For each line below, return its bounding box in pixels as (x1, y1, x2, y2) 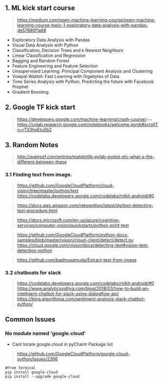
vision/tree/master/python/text (17, 187, 79, 193)
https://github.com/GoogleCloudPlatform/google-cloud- (17, 351, 130, 357)
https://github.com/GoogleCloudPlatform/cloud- (17, 182, 114, 188)
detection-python (17, 247, 53, 253)
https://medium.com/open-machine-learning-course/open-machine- (17, 17, 156, 23)
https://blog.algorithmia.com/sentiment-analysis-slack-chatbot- (17, 296, 145, 302)
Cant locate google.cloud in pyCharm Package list (12, 341, 113, 347)
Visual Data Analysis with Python (12, 42, 79, 48)
